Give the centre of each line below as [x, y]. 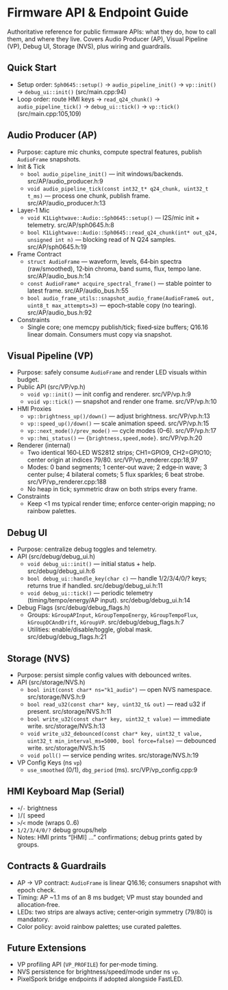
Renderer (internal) [43, 445]
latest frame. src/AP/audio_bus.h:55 [78, 291]
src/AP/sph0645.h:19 [57, 247]
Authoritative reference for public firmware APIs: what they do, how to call [112, 32]
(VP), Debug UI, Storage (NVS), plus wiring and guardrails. [89, 46]
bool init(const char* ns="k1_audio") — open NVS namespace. [119, 689]
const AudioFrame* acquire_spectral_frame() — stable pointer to [119, 283]
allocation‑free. [38, 904]
